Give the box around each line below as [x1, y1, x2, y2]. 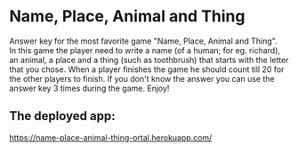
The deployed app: [9, 108, 116, 124]
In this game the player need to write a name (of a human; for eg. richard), [9, 44, 281, 55]
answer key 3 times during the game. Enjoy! [9, 83, 170, 93]
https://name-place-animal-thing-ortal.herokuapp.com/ [9, 132, 213, 143]
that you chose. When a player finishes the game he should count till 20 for [9, 64, 285, 75]
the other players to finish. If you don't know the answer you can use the [9, 73, 275, 84]
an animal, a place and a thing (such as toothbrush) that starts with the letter [9, 54, 289, 65]
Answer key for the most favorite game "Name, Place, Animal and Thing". [9, 36, 278, 46]
